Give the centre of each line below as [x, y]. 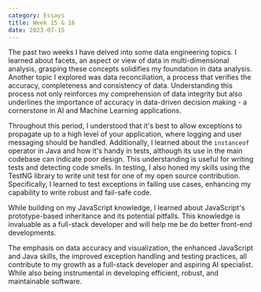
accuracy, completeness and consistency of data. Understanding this [121, 86]
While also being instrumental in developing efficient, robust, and [113, 273]
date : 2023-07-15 [37, 30]
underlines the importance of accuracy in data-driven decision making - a [128, 102]
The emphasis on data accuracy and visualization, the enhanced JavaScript [131, 248]
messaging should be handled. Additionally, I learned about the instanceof [129, 143]
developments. [32, 233]
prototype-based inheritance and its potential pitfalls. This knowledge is [125, 216]
